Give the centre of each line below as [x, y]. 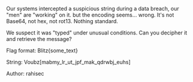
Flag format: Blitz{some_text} [42, 51]
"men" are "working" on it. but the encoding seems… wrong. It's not [90, 15]
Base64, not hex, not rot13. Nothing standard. [62, 21]
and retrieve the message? [39, 39]
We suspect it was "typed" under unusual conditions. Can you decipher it [97, 33]
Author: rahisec [25, 73]
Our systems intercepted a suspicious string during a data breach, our [93, 9]
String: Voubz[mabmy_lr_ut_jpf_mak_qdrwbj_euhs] [68, 62]
